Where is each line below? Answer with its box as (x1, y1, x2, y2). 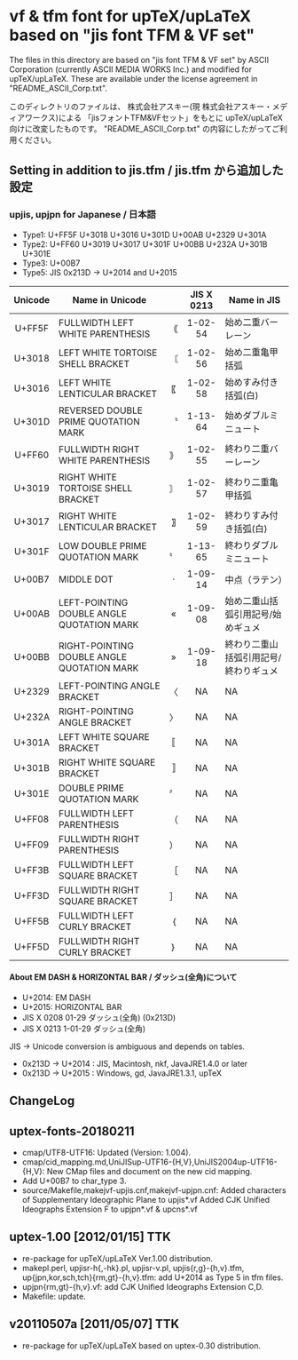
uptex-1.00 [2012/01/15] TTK (9, 1229, 171, 1245)
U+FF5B (14, 915, 50, 927)
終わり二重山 (224, 638, 278, 650)
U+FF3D (13, 889, 51, 902)
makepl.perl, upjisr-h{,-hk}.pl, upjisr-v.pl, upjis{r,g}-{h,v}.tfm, (21, 1262, 245, 1273)
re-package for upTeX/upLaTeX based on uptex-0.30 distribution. (21, 1340, 262, 1351)
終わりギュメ (224, 664, 278, 677)
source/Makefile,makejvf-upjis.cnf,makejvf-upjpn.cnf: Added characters (21, 1185, 286, 1196)
